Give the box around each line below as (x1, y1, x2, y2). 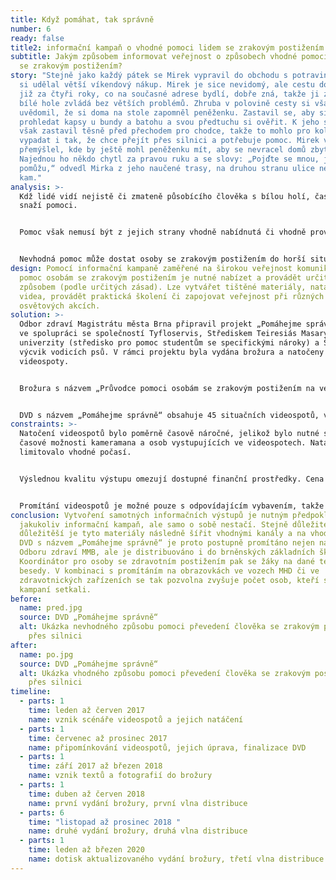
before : (10, 594, 43, 604)
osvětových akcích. (19, 301, 101, 311)
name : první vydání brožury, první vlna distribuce (28, 798, 248, 808)
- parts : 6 (19, 807, 65, 818)
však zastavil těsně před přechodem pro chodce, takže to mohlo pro (19, 126, 311, 136)
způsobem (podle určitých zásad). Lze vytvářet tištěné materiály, (19, 282, 307, 292)
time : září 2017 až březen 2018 (28, 761, 163, 771)
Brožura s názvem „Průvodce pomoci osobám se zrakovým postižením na (19, 383, 315, 393)
